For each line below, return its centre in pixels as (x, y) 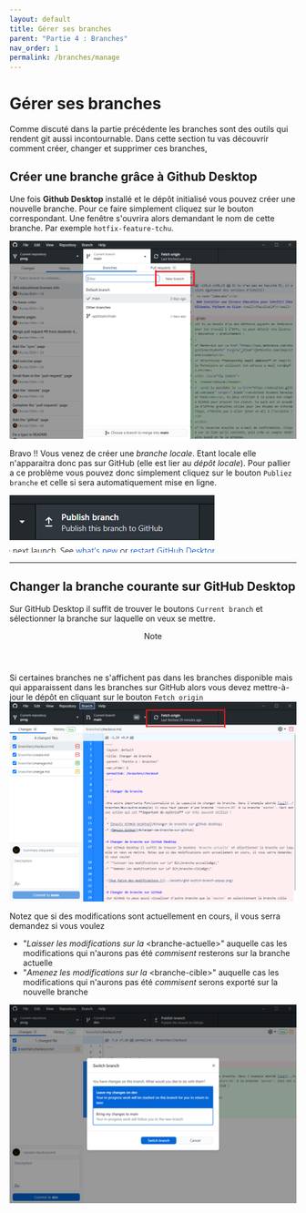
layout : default (40, 19)
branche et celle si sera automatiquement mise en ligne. (113, 482)
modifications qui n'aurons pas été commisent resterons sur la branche (156, 953)
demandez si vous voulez (57, 925)
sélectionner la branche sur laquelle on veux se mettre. (112, 618)
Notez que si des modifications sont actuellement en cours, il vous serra (145, 916)
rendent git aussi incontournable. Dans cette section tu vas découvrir (139, 139)
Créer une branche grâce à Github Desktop (133, 177)
